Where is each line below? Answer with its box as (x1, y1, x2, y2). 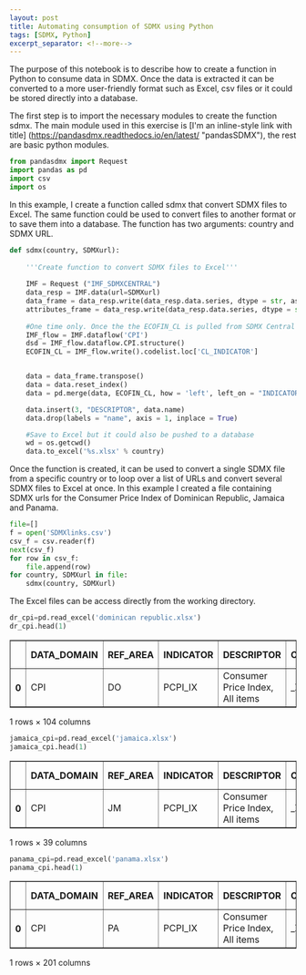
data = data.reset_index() (25, 380, 128, 389)
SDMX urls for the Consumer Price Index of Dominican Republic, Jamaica (9, 493, 285, 504)
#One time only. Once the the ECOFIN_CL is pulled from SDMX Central (25, 322, 296, 331)
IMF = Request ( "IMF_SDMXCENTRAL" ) (25, 280, 161, 289)
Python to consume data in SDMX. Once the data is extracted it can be (9, 74, 275, 85)
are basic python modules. (9, 139, 109, 150)
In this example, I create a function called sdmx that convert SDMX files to (9, 199, 288, 210)
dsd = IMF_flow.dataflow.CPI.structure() (25, 339, 185, 348)
